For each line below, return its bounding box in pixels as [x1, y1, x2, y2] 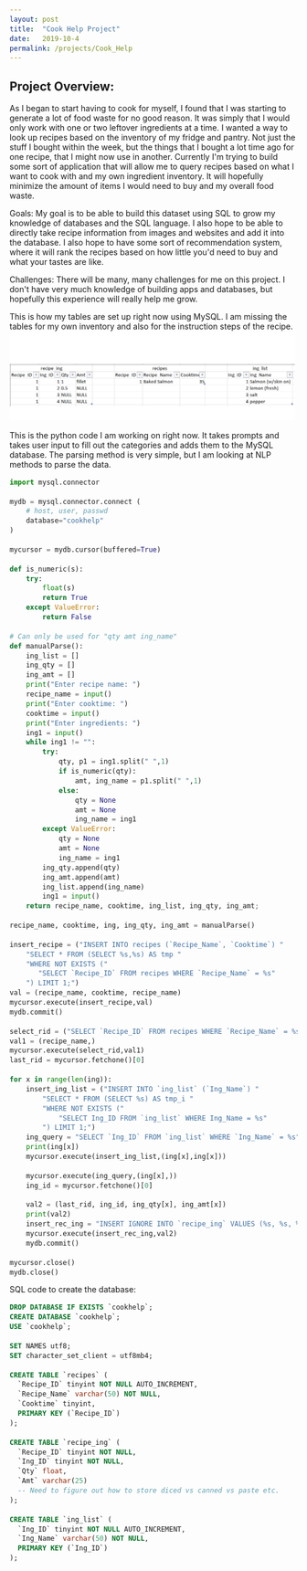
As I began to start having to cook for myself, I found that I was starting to [9, 103, 287, 114]
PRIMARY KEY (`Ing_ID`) [17, 1544, 108, 1553]
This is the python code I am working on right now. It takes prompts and [9, 429, 281, 440]
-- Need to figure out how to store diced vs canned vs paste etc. [17, 1486, 281, 1495]
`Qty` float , [17, 1467, 68, 1476]
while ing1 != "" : [26, 738, 96, 747]
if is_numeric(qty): [58, 767, 137, 776]
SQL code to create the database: [9, 1284, 137, 1295]
